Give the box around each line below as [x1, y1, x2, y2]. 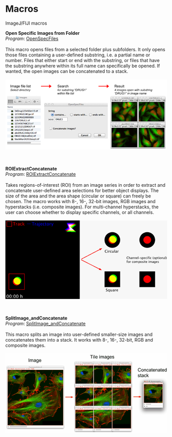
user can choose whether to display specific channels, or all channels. [5, 209, 154, 215]
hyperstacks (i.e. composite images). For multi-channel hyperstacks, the [5, 204, 159, 210]
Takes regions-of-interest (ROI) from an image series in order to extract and [5, 182, 166, 188]
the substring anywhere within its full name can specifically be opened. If [5, 63, 160, 69]
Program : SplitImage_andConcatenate [5, 320, 86, 326]
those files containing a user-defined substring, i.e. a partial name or [5, 52, 150, 58]
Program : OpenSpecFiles [5, 35, 59, 42]
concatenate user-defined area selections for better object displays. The [5, 188, 159, 194]
